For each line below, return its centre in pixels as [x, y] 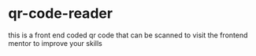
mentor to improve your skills [55, 43]
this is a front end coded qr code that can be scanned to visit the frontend [128, 35]
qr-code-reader [60, 14]
